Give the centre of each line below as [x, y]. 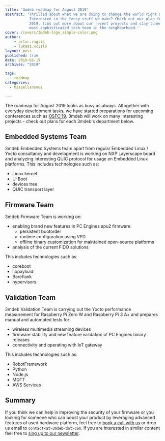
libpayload [23, 272]
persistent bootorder [40, 231]
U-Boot [20, 179]
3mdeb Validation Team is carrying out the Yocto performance [68, 309]
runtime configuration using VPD [53, 237]
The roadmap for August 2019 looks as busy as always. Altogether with [77, 105]
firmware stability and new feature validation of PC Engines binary [79, 335]
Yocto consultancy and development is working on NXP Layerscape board [80, 154]
